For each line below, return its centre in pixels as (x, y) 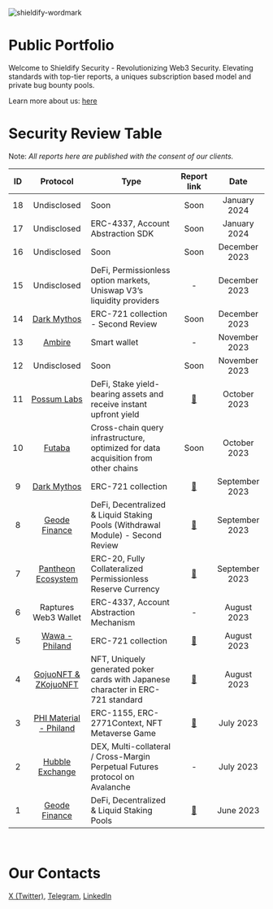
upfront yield (115, 414)
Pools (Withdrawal (126, 525)
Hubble (57, 761)
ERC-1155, (113, 712)
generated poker (122, 669)
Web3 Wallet (56, 617)
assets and (143, 394)
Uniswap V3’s (117, 290)
